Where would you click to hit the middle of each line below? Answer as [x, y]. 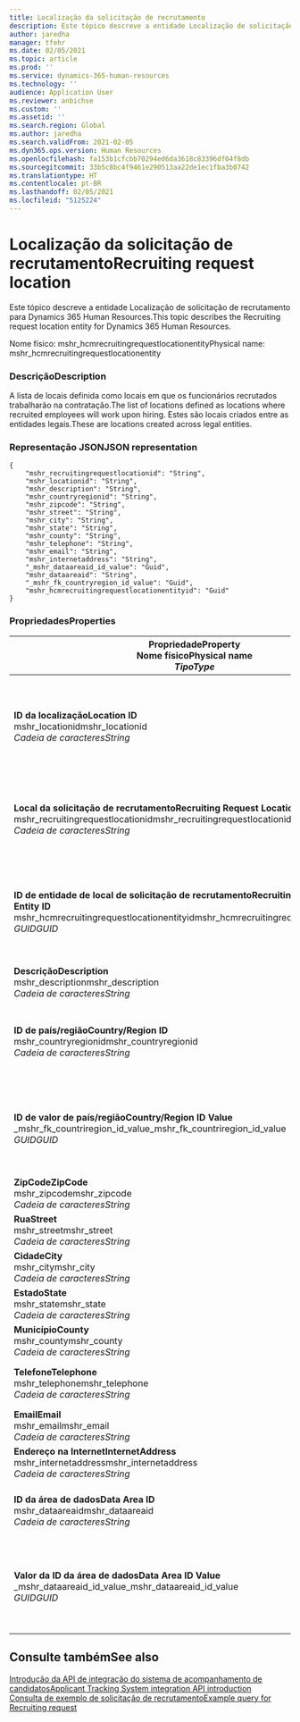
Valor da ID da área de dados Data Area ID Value [117, 1575]
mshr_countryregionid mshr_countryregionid [106, 1041]
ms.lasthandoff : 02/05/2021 [62, 192]
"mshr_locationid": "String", [82, 482]
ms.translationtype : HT [54, 175]
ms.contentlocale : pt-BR [55, 184]
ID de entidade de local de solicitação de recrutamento [133, 895]
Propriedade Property [195, 644]
